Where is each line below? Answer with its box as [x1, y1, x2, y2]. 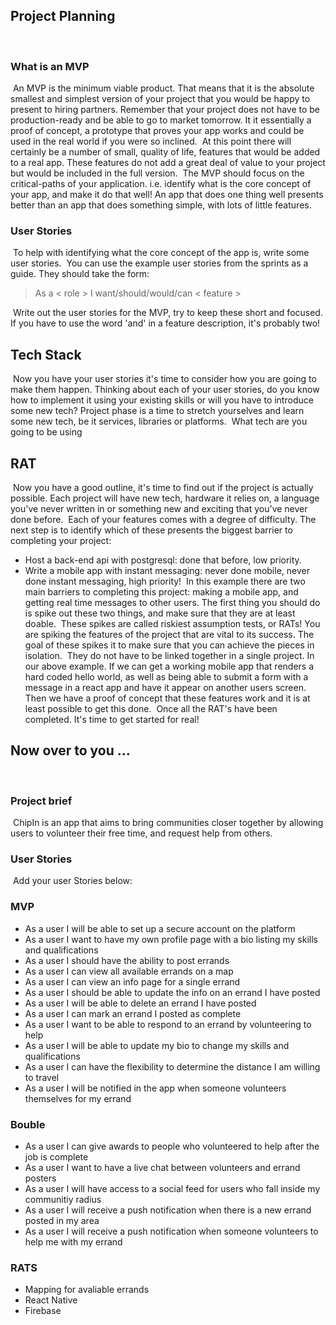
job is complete [24, 1151, 89, 1163]
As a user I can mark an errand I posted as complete [24, 1007, 242, 1019]
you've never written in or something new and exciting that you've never [10, 503, 308, 515]
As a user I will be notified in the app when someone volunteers [24, 1082, 287, 1094]
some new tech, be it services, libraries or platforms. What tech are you [10, 415, 308, 428]
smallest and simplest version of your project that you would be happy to [10, 93, 311, 105]
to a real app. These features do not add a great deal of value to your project [10, 157, 326, 169]
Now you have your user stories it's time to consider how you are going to [12, 373, 317, 385]
